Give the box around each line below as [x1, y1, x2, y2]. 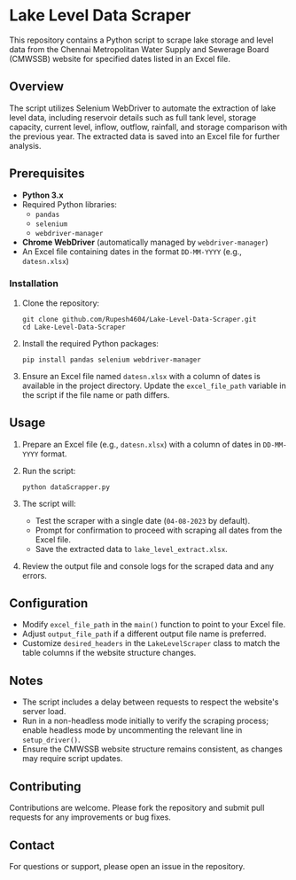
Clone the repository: [21, 298, 100, 308]
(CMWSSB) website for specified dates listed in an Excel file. [9, 53, 231, 64]
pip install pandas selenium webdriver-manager [21, 355, 201, 364]
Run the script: [21, 465, 76, 476]
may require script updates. [21, 753, 123, 764]
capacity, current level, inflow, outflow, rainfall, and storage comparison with [9, 121, 288, 132]
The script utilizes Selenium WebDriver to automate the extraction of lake [9, 103, 277, 113]
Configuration [9, 596, 89, 611]
